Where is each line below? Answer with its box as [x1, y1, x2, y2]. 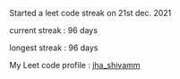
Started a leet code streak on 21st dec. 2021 [9, 8, 172, 18]
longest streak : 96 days [9, 42, 99, 53]
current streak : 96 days [9, 25, 99, 35]
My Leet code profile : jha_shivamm [9, 60, 141, 70]
